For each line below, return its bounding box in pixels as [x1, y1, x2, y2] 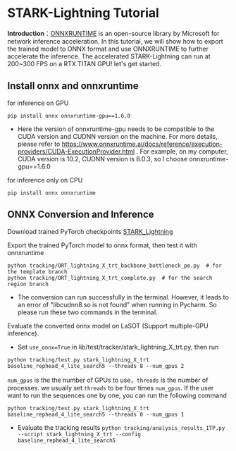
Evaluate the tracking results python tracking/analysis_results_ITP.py [17, 423, 225, 431]
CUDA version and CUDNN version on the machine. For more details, [17, 132, 218, 140]
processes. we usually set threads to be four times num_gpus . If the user [7, 383, 214, 392]
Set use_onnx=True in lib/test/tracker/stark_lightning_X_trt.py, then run [17, 342, 219, 351]
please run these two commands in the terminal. [17, 308, 158, 316]
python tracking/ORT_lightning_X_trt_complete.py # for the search [7, 274, 213, 281]
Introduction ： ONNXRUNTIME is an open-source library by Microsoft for [7, 29, 220, 37]
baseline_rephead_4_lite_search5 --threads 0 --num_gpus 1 [7, 411, 185, 418]
